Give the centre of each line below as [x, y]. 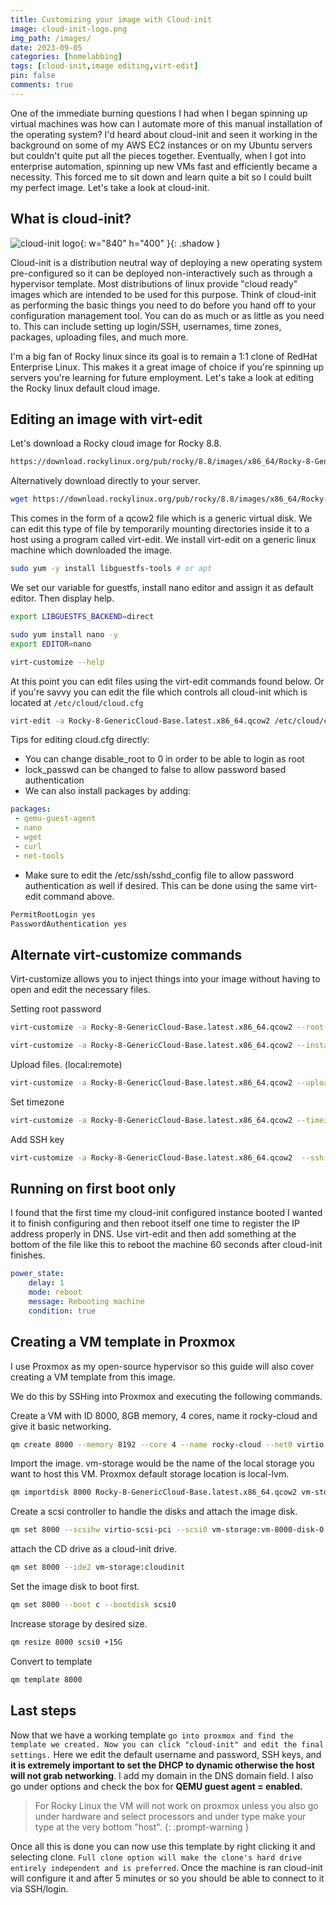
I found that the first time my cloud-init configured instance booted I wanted [166, 1213]
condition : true [62, 1311]
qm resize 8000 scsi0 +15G [66, 1642]
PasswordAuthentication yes [69, 924]
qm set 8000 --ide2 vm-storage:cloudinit [98, 1567]
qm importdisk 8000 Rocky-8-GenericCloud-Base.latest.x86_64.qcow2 [154, 1492]
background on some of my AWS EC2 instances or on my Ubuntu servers [161, 145]
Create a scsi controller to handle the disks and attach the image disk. [154, 1512]
